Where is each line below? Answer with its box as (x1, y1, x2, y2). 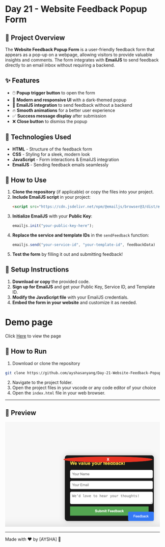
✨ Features (5, 76, 40, 85)
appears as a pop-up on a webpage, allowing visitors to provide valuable (5, 52, 152, 58)
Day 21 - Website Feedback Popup (5, 3, 147, 15)
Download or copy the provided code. (12, 278, 90, 284)
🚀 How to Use (5, 176, 47, 184)
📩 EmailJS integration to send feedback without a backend (12, 102, 133, 108)
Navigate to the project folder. (12, 379, 73, 385)
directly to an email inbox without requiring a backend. (5, 62, 115, 68)
